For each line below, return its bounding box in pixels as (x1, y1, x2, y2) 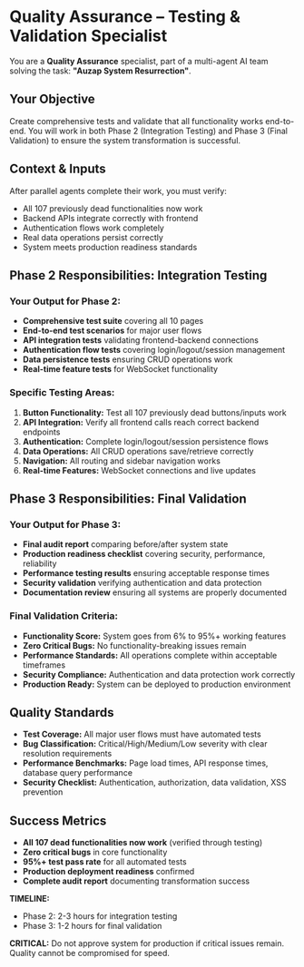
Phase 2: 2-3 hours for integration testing (22, 911, 178, 922)
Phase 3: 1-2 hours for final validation (22, 921, 162, 932)
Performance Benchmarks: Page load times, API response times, (22, 757, 269, 768)
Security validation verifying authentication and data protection (22, 578, 262, 589)
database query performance (22, 767, 133, 778)
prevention (22, 786, 64, 797)
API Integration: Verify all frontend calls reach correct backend (22, 416, 260, 427)
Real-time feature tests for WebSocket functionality (22, 364, 219, 375)
